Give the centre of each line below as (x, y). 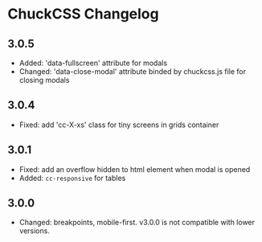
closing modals (44, 80)
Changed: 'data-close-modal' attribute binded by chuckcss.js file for (133, 72)
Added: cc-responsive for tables (72, 178)
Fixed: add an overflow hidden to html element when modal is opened (135, 169)
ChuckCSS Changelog (83, 14)
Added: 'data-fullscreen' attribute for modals (93, 63)
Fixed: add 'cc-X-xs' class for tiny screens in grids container (119, 125)
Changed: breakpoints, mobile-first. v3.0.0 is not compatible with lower (137, 223)
